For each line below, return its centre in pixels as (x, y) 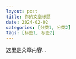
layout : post (22, 11)
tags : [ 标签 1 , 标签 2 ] (31, 33)
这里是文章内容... (26, 50)
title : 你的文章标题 (28, 17)
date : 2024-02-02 (27, 22)
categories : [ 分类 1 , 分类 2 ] (39, 27)
